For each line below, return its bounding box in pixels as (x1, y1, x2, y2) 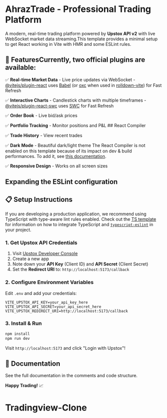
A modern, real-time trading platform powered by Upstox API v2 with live (5, 30, 156, 36)
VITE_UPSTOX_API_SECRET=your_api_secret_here (5, 304, 101, 309)
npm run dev (5, 336, 30, 341)
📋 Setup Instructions (5, 195, 73, 204)
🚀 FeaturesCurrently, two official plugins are (5, 56, 146, 64)
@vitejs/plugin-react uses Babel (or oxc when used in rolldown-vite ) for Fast (5, 82, 162, 88)
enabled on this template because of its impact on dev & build (5, 148, 132, 154)
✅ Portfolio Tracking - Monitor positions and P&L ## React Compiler (5, 122, 146, 128)
